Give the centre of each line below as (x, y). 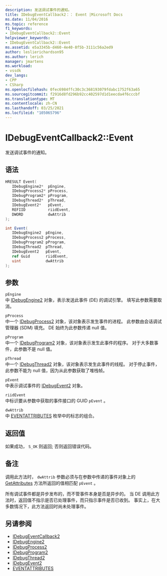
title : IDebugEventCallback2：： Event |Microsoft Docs (64, 15)
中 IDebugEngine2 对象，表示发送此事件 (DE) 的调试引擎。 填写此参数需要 (81, 300)
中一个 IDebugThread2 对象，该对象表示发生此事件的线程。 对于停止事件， (82, 364)
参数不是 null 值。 (37, 349)
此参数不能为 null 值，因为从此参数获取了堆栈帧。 (56, 371)
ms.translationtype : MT (30, 99)
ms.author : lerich (24, 57)
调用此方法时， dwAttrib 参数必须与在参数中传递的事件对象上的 (70, 477)
